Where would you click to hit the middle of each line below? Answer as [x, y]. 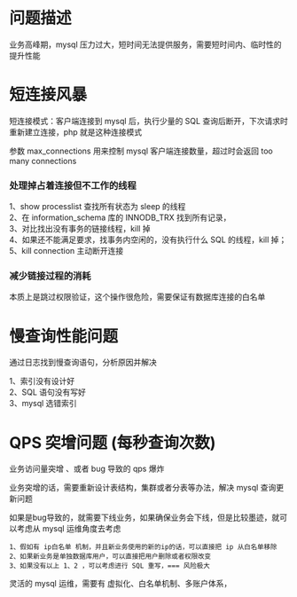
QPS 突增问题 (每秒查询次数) [113, 442]
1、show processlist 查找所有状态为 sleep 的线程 [98, 207]
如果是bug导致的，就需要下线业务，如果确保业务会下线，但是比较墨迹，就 [145, 518]
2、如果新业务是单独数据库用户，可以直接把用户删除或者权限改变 [110, 557]
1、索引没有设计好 [42, 381]
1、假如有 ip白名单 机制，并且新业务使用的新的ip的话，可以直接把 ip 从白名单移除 [143, 547]
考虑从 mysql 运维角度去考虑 [69, 529]
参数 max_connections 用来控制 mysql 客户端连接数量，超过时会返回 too [141, 151]
